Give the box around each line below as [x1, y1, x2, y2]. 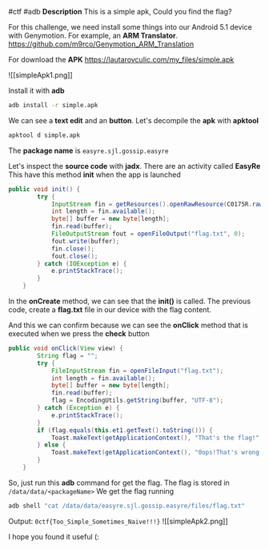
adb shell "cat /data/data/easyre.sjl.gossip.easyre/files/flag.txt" [8, 502, 246, 510]
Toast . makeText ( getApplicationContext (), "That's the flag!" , [50, 434, 263, 442]
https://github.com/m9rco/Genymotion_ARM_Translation [8, 39, 195, 49]
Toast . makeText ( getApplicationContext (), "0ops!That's [50, 448, 239, 457]
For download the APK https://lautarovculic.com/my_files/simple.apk [8, 55, 235, 64]
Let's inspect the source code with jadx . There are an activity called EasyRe [8, 161, 261, 170]
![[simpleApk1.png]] [8, 70, 74, 79]
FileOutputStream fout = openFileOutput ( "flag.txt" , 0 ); [50, 230, 246, 238]
